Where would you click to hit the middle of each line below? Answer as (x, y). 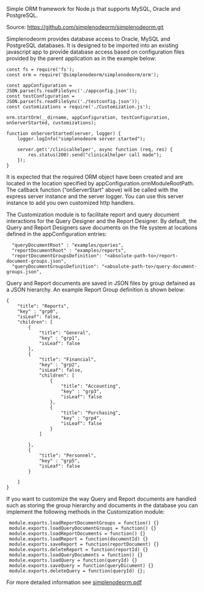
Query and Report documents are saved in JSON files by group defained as (101, 283)
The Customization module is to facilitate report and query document (93, 215)
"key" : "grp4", (81, 418)
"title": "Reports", (43, 306)
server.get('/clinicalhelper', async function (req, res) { (95, 149)
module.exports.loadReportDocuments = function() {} (77, 533)
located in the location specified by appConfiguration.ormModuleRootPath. (100, 183)
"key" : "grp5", (59, 461)
